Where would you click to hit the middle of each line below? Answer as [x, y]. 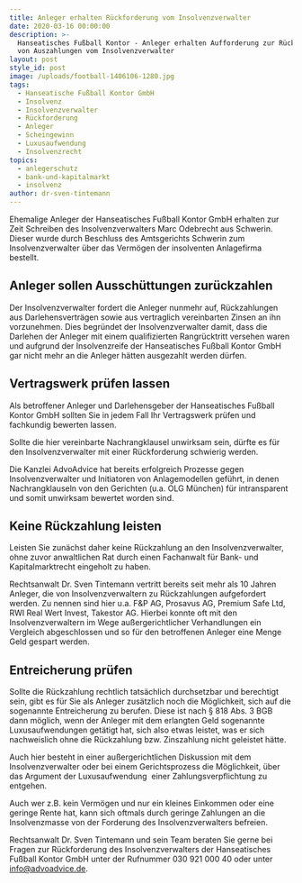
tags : [19, 85]
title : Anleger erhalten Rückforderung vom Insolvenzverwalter [130, 18]
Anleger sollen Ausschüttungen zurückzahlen [141, 286]
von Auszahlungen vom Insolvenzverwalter [96, 51]
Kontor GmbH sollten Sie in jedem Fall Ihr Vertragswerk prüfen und [133, 414]
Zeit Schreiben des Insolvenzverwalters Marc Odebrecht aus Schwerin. [141, 229]
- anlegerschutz [48, 168]
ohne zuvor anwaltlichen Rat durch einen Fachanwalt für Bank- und [134, 557]
